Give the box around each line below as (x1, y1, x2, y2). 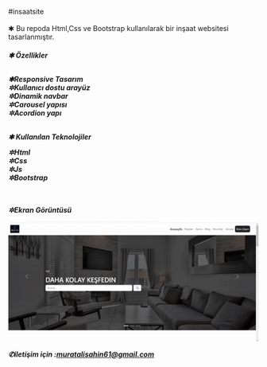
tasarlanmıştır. (8, 32, 55, 41)
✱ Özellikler (8, 50, 48, 60)
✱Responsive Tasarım (8, 74, 83, 84)
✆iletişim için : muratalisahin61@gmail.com (8, 349, 155, 359)
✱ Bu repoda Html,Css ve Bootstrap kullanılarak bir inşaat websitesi (8, 24, 229, 33)
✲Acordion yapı (8, 107, 62, 118)
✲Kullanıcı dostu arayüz (8, 83, 91, 92)
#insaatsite (8, 7, 44, 16)
